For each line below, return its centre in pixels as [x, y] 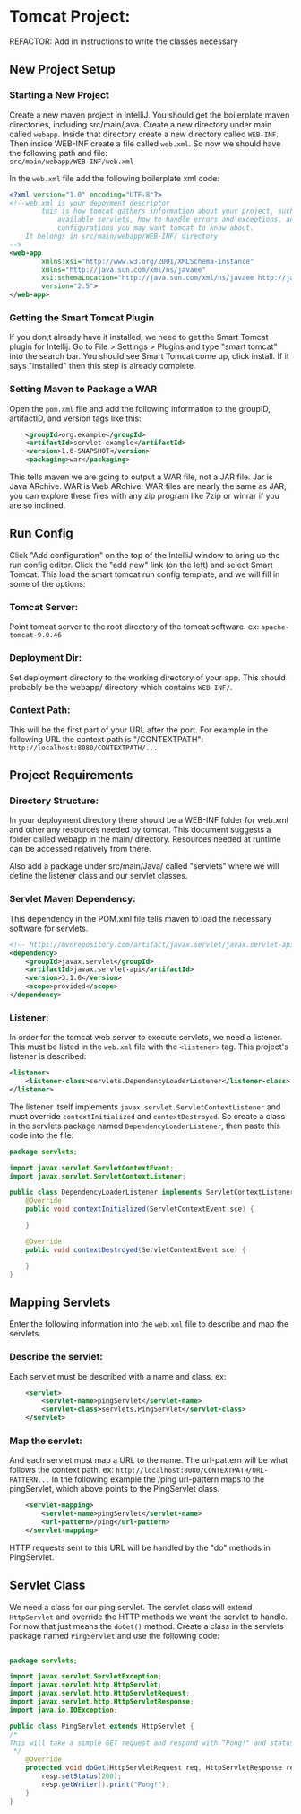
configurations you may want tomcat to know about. [155, 228]
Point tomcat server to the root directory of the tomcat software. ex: [134, 627]
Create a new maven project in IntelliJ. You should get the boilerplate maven [150, 115]
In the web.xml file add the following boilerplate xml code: [114, 178]
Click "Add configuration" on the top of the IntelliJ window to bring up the [145, 555]
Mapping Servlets [60, 1302]
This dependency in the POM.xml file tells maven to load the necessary [140, 918]
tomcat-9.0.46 [36, 635]
